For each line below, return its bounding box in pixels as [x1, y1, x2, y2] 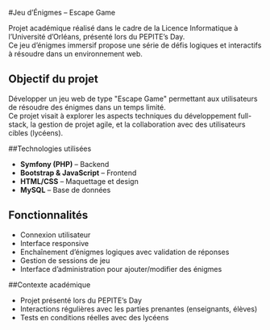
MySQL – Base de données [19, 185, 111, 194]
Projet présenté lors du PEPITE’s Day [19, 295, 143, 305]
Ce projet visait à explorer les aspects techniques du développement [8, 111, 236, 120]
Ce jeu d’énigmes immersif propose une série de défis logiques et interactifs [8, 40, 262, 50]
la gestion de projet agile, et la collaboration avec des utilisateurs [30, 119, 246, 129]
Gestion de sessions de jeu [19, 255, 110, 265]
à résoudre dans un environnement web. [8, 49, 143, 58]
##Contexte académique [8, 279, 91, 290]
